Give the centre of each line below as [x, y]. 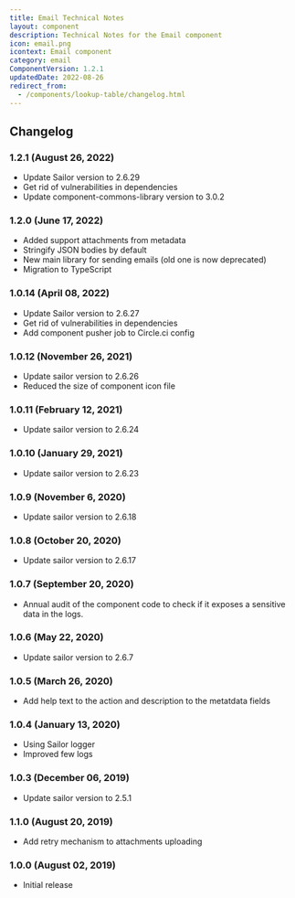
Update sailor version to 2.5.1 [77, 797]
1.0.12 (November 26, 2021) [71, 356]
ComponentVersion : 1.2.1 [57, 69]
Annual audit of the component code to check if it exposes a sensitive [154, 604]
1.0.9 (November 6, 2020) [68, 497]
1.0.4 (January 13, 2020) [65, 725]
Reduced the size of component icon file [99, 386]
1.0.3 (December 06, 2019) [69, 778]
